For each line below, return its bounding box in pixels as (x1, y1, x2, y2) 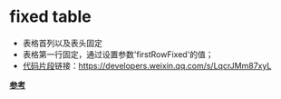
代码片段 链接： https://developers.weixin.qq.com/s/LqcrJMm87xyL (22, 60, 272, 71)
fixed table (9, 6, 92, 27)
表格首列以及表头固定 (22, 37, 102, 48)
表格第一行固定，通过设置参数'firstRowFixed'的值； (22, 48, 215, 60)
